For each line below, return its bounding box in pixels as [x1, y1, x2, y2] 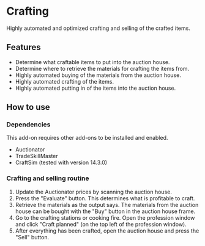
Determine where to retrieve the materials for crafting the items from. [15, 65, 190, 72]
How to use [6, 102, 50, 112]
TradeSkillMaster [15, 153, 58, 160]
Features [6, 42, 41, 52]
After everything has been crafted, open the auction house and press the [15, 227, 199, 234]
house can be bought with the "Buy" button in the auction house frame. [15, 208, 196, 215]
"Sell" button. [15, 233, 50, 241]
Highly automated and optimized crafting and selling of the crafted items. [6, 24, 191, 32]
